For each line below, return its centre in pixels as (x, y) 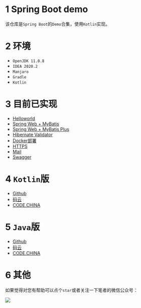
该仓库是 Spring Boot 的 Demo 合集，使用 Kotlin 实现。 (58, 24)
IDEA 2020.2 (25, 66)
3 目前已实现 (31, 104)
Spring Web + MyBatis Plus (41, 129)
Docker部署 (24, 141)
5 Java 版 (23, 227)
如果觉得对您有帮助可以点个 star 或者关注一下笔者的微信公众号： (72, 290)
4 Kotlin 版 (27, 179)
